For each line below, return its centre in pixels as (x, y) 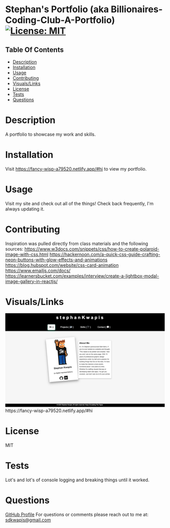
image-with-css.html (27, 254)
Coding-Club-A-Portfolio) (60, 20)
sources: (14, 249)
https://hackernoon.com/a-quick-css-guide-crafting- (105, 254)
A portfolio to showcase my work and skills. (51, 134)
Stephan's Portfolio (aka (57, 9)
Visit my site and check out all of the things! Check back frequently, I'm (79, 203)
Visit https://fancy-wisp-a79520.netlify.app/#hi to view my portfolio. (76, 169)
